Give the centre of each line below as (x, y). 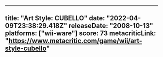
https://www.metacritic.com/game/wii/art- (75, 41)
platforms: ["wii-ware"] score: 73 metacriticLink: (81, 34)
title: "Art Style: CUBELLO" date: (55, 18)
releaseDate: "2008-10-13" (111, 26)
